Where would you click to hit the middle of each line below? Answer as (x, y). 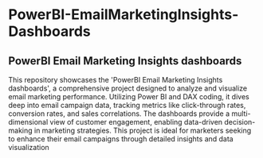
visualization (29, 147)
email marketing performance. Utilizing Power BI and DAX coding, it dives (129, 96)
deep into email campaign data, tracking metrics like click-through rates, (127, 105)
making (21, 130)
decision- (240, 122)
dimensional (28, 122)
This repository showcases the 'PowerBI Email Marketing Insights (116, 80)
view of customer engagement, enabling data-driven (136, 122)
